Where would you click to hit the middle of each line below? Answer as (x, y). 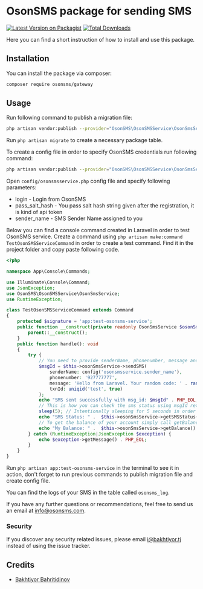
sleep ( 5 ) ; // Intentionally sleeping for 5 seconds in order (117, 412)
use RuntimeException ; (35, 299)
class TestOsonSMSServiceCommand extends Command (70, 310)
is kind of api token (39, 212)
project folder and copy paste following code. (63, 250)
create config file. (28, 481)
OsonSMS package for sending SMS (99, 11)
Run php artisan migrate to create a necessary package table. (85, 140)
